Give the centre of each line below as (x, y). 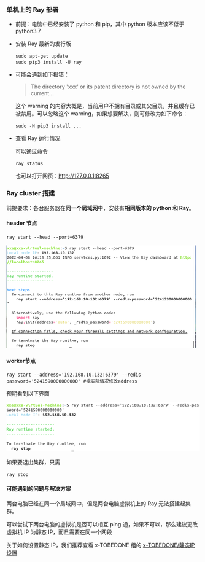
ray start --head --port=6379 (45, 237)
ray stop (17, 474)
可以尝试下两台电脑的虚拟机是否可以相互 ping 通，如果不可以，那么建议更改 (102, 525)
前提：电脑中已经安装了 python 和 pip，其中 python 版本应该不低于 (100, 24)
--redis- (133, 375)
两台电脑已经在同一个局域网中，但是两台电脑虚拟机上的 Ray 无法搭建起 (96, 504)
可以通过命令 (31, 151)
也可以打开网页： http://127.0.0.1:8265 (62, 176)
